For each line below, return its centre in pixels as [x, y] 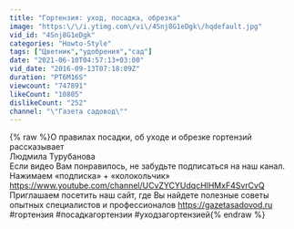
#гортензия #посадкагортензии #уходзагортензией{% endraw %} [137, 214]
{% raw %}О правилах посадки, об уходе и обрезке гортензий [131, 137]
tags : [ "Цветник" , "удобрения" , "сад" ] [81, 52]
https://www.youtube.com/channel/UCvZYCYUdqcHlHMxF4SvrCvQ [137, 186]
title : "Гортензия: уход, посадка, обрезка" [95, 18]
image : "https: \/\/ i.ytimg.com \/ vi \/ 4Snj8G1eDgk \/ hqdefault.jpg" [136, 26]
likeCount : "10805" [46, 94]
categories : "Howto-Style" [61, 43]
